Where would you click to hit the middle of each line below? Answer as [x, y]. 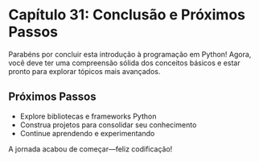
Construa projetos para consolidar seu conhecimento [108, 125]
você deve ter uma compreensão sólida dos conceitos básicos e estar [124, 63]
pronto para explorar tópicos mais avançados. [84, 71]
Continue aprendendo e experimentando [87, 133]
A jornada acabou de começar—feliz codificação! [90, 149]
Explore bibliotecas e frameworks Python [88, 116]
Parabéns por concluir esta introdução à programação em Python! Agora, [130, 54]
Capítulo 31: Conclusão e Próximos [127, 15]
